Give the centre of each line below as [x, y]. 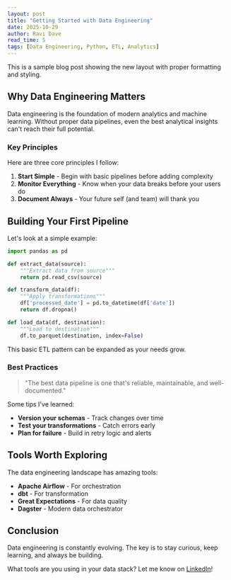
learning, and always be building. [55, 555]
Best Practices [33, 368]
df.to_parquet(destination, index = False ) [82, 336]
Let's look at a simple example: [52, 238]
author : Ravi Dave [34, 34]
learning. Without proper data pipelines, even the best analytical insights [113, 121]
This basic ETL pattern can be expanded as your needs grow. [96, 349]
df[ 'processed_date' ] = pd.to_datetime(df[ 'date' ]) [97, 303]
